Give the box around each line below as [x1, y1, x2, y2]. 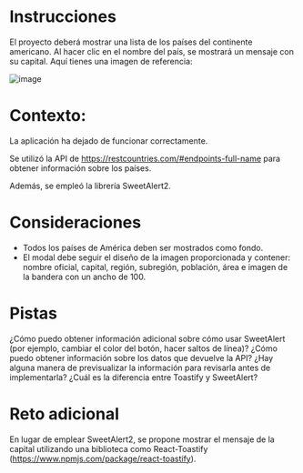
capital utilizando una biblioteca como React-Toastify [9, 443, 208, 454]
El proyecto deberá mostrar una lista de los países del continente [9, 36, 253, 47]
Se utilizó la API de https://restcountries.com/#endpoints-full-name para [9, 153, 280, 164]
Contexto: [9, 106, 86, 126]
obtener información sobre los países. [9, 162, 152, 174]
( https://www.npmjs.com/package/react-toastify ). [9, 453, 197, 464]
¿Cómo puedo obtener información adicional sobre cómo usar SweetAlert [9, 333, 286, 344]
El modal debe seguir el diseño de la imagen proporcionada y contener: [22, 252, 291, 263]
